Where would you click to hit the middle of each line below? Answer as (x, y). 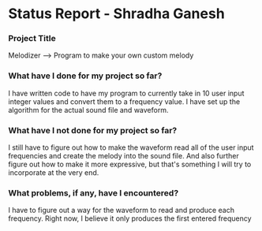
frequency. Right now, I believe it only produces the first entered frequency (130, 218)
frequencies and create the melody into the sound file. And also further (124, 156)
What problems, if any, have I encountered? (94, 193)
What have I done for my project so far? (85, 76)
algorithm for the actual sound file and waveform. (88, 110)
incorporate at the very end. (54, 173)
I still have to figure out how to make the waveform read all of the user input (131, 147)
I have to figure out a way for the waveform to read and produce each (122, 211)
